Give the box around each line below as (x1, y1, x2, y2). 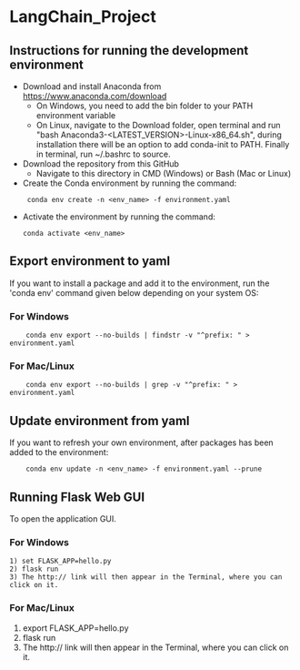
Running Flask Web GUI (9, 489, 145, 504)
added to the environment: (9, 447, 109, 458)
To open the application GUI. (9, 513, 116, 524)
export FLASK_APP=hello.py (22, 622, 129, 634)
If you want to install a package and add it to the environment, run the (9, 278, 270, 289)
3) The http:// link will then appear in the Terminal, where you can (9, 573, 283, 582)
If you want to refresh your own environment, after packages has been (9, 437, 275, 448)
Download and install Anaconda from (22, 81, 162, 92)
